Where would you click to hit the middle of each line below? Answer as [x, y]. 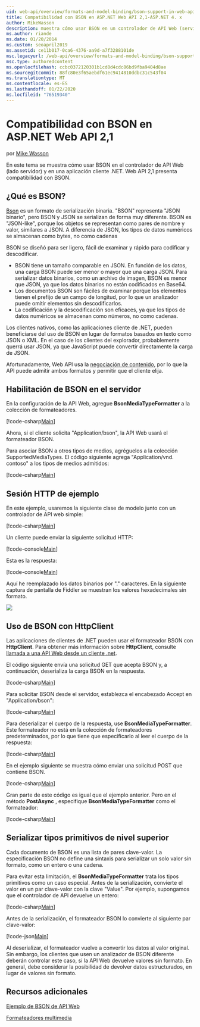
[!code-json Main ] [27, 936]
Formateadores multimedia [39, 1017]
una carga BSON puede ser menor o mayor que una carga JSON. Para [101, 271]
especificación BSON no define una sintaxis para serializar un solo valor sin [99, 859]
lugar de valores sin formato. [41, 973]
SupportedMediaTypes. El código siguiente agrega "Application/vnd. [90, 457]
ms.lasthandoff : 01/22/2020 [41, 89]
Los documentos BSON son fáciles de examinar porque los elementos [100, 291]
